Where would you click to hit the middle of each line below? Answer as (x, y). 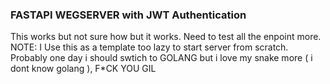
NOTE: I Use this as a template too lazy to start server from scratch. (149, 47)
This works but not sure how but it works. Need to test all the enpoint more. (166, 37)
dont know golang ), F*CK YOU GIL (83, 69)
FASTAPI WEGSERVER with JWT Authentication (128, 15)
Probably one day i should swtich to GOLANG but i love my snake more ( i (161, 58)
